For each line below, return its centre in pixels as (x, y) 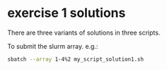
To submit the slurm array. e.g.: (53, 46)
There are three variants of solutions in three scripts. (84, 33)
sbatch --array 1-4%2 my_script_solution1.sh (75, 59)
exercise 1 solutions (67, 13)
